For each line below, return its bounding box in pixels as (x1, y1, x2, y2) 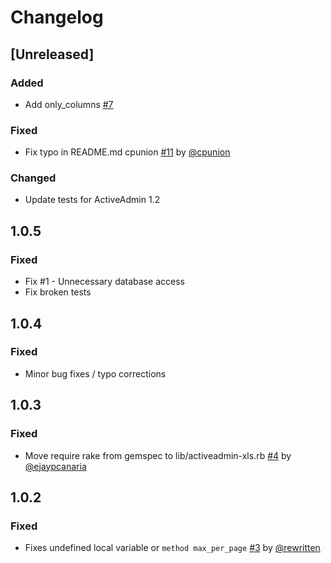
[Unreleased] (10, 46, 95, 63)
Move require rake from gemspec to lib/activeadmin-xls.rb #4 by (24, 449, 292, 461)
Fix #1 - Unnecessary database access (24, 276, 185, 288)
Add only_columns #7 (24, 98, 114, 110)
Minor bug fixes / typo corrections (24, 367, 167, 380)
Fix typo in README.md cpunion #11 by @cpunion (24, 146, 231, 158)
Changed (10, 171, 57, 185)
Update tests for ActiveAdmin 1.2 (24, 194, 161, 206)
